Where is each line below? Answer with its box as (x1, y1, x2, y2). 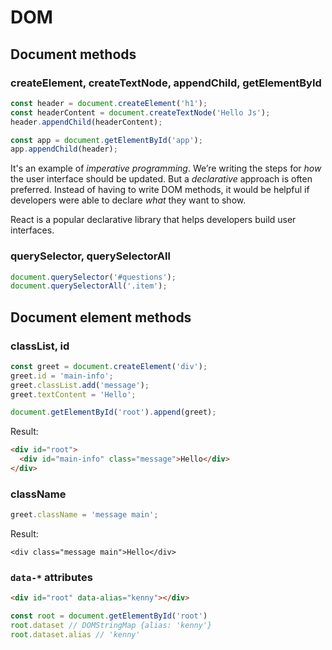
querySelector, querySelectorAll (10, 249, 171, 263)
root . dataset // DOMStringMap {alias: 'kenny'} (10, 621, 213, 631)
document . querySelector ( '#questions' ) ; (10, 272, 177, 282)
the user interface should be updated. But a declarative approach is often (10, 173, 313, 185)
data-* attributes (10, 571, 93, 585)
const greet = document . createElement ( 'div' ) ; (10, 361, 208, 371)
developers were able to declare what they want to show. (10, 194, 247, 206)
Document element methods (10, 309, 192, 326)
